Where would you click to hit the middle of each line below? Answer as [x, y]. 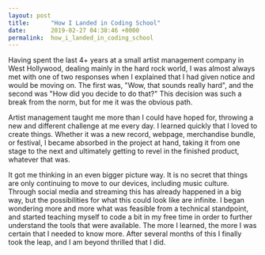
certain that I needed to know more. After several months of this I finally [125, 234]
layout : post [30, 15]
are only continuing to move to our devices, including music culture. [119, 184]
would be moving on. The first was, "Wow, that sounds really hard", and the [131, 86]
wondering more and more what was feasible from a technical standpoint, [129, 209]
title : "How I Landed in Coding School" [84, 23]
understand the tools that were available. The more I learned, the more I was [132, 226]
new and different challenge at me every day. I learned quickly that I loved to [133, 126]
